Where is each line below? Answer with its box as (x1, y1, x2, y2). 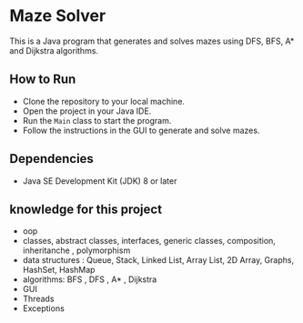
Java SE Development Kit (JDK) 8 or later (22, 175, 177, 187)
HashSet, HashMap (22, 265, 96, 276)
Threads (22, 293, 55, 305)
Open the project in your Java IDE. (22, 106, 152, 116)
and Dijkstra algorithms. (9, 45, 98, 56)
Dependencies (9, 151, 94, 167)
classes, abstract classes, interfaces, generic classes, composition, (22, 236, 276, 247)
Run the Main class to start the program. (22, 115, 172, 126)
